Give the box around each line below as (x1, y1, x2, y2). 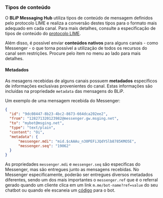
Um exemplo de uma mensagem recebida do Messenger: (5, 97, 121, 104)
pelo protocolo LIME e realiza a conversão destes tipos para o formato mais (5, 20, 157, 26)
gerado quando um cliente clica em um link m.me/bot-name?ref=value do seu (5, 182, 158, 188)
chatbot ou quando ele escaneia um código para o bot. (5, 187, 116, 193)
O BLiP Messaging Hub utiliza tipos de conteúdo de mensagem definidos (5, 15, 153, 21)
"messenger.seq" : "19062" (18, 143, 71, 148)
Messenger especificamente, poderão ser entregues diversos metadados (5, 172, 153, 177)
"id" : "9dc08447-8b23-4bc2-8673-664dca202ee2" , (9, 111, 108, 116)
